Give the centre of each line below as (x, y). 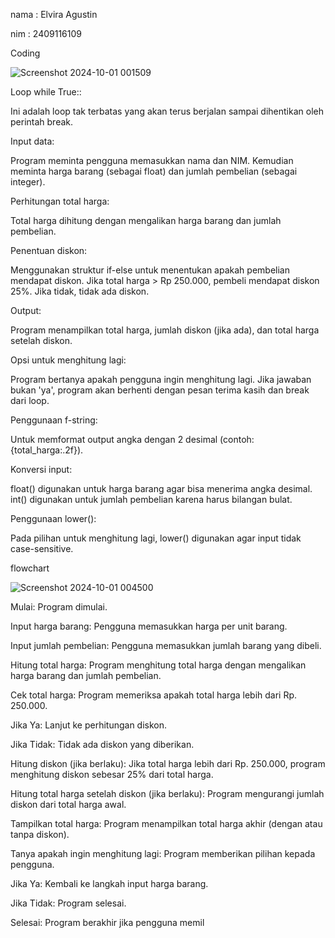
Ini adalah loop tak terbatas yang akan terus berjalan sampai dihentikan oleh (167, 111)
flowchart (30, 568)
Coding (25, 53)
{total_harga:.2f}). (47, 450)
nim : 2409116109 (46, 33)
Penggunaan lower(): (53, 518)
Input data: (32, 141)
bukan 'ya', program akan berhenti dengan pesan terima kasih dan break (160, 390)
